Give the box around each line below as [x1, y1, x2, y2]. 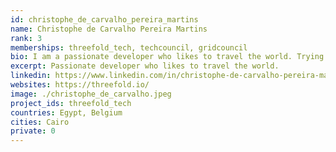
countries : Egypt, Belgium [10, 107, 123, 118]
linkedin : [10, 71, 52, 81]
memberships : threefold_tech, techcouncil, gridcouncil [10, 42, 248, 53]
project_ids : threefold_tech [10, 98, 132, 108]
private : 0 [10, 126, 56, 136]
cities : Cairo [10, 117, 70, 127]
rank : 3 [10, 33, 43, 43]
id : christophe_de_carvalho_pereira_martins [10, 14, 199, 25]
